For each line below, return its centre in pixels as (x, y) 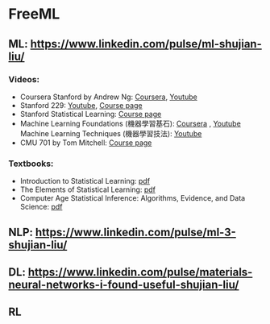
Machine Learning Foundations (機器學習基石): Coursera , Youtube (131, 123)
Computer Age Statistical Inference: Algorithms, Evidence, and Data (133, 198)
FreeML (34, 14)
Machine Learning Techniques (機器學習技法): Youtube (111, 133)
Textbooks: (31, 164)
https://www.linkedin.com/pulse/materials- (140, 272)
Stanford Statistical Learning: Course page (91, 114)
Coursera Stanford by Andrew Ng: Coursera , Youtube (108, 97)
